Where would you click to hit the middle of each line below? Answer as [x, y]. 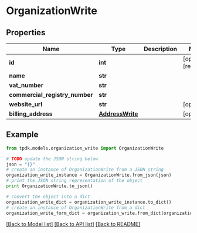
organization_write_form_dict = [45, 213]
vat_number [26, 85]
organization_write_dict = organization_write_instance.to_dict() [89, 202]
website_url [26, 104]
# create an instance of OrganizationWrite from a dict [76, 207]
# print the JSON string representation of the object [74, 181]
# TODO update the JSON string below [52, 159]
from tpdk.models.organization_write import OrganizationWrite [85, 148]
